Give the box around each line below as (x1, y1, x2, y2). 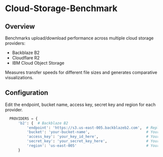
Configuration (5, 88, 49, 97)
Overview (5, 22, 35, 31)
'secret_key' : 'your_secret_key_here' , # (26, 139, 149, 144)
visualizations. (5, 75, 34, 80)
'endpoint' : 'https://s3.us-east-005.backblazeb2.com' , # (26, 125, 149, 130)
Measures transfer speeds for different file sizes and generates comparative (5, 70, 158, 75)
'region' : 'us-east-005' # (26, 143, 149, 148)
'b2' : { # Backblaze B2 (17, 121, 68, 125)
